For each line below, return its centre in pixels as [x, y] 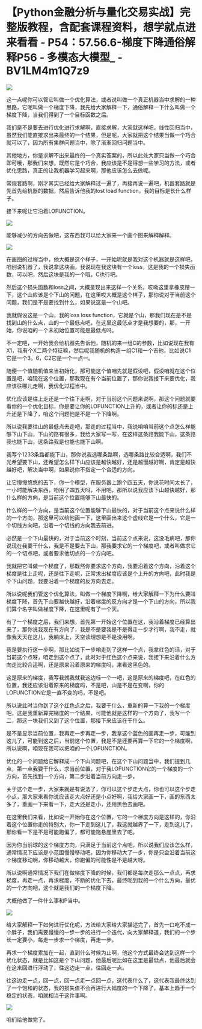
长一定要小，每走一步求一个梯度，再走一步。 [62, 939]
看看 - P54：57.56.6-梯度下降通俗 [101, 42]
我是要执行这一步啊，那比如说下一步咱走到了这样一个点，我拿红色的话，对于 [101, 649]
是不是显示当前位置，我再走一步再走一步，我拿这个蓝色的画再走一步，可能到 [101, 733]
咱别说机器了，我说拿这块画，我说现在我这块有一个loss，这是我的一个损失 [98, 266]
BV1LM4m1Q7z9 [48, 71]
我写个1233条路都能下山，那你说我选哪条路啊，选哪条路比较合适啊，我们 [96, 454]
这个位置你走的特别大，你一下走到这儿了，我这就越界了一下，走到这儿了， [103, 824]
